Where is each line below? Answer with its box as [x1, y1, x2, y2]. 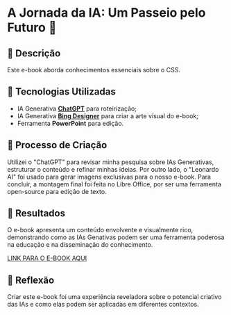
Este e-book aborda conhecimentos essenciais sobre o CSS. [7, 66, 180, 74]
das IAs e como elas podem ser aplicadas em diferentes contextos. [7, 300, 199, 309]
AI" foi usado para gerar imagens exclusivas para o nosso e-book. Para [7, 172, 212, 181]
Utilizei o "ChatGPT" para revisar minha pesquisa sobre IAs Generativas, [7, 158, 214, 166]
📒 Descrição [7, 47, 61, 59]
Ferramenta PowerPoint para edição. [17, 119, 124, 127]
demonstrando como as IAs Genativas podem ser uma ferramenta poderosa [7, 233, 225, 241]
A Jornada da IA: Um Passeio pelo [7, 5, 206, 21]
